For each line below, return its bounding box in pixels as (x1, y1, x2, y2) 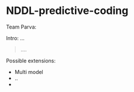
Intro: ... (6, 34, 25, 41)
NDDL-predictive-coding (6, 4, 129, 17)
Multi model (14, 68, 44, 75)
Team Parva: (6, 23, 37, 30)
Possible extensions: (6, 57, 56, 64)
